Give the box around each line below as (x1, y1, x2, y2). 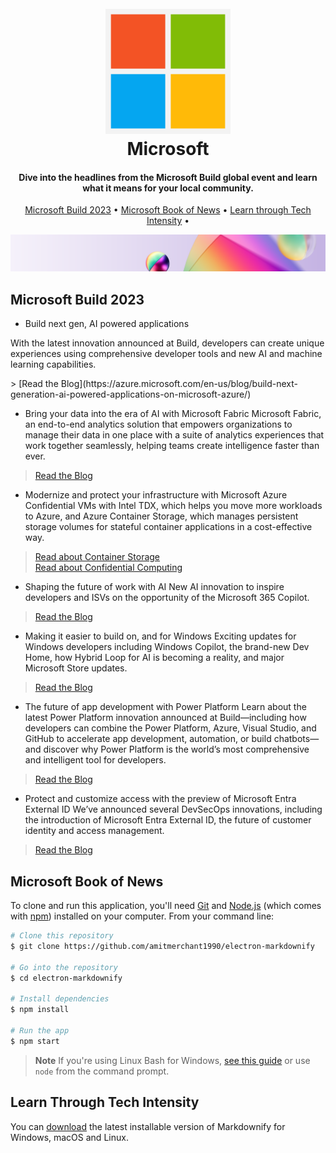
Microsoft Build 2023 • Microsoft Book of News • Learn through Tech (24, 204, 312, 216)
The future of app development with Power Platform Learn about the (24, 701, 307, 713)
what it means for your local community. (82, 182, 254, 194)
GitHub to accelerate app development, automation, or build (24, 733, 272, 745)
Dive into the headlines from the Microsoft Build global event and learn (18, 171, 318, 183)
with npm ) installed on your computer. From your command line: (10, 910, 275, 922)
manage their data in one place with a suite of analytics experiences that (24, 429, 325, 441)
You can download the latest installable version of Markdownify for (10, 1120, 286, 1132)
